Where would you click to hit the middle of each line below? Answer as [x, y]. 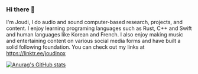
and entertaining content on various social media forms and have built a [93, 41]
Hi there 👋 [21, 9]
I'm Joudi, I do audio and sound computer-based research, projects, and [95, 22]
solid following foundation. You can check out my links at [75, 47]
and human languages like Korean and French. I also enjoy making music [95, 35]
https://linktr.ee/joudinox [36, 53]
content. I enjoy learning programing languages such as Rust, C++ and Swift [99, 28]
